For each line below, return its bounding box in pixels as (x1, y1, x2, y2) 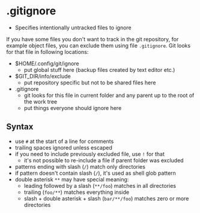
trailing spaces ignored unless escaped (14, 144, 112, 151)
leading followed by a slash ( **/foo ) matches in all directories (23, 182, 176, 189)
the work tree (23, 98, 58, 105)
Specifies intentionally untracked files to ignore (14, 24, 132, 31)
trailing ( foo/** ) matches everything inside (23, 188, 130, 196)
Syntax (6, 121, 34, 132)
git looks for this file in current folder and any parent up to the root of (23, 92, 195, 99)
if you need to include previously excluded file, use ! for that (14, 150, 165, 157)
